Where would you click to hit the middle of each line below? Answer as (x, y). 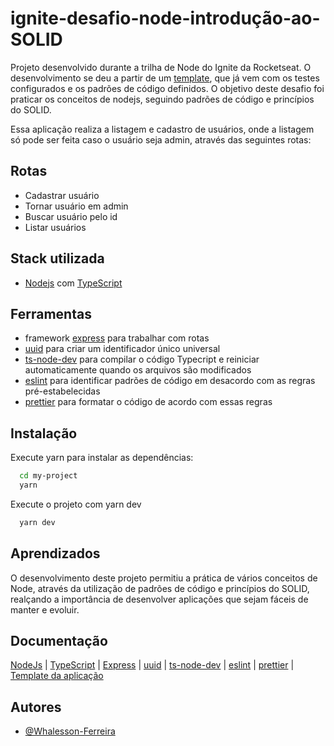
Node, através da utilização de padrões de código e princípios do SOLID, (160, 588)
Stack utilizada (57, 258)
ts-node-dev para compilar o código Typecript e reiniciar (142, 359)
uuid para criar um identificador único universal (122, 349)
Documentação (59, 641)
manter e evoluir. (45, 609)
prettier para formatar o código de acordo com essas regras (148, 402)
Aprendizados (55, 553)
